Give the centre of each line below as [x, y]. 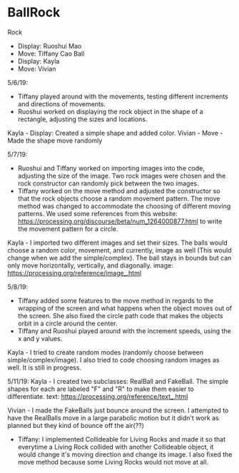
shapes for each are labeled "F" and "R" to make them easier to [101, 389]
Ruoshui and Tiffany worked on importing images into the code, [111, 168]
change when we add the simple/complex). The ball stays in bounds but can [119, 258]
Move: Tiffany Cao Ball [51, 54]
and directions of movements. [61, 103]
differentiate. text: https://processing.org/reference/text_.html [98, 396]
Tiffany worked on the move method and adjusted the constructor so [119, 190]
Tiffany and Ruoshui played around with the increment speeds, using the [124, 331]
